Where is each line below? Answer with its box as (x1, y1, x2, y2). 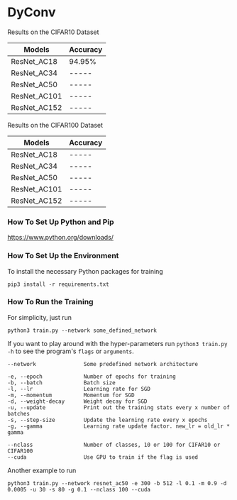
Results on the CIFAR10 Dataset (7, 28, 99, 36)
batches (7, 410, 31, 417)
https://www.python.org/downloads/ (7, 233, 114, 242)
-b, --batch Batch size (7, 379, 116, 387)
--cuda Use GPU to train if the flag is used (7, 453, 199, 461)
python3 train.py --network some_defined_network (7, 327, 158, 334)
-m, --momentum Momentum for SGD (7, 391, 135, 399)
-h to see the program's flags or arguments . (7, 347, 134, 355)
